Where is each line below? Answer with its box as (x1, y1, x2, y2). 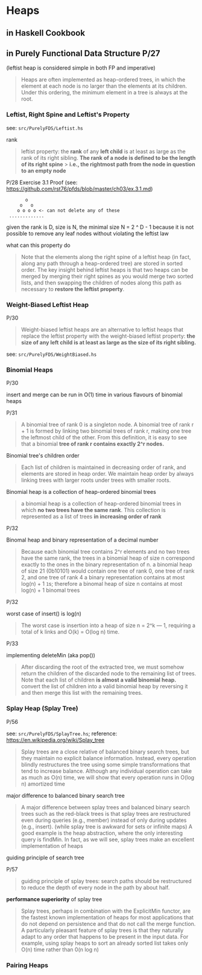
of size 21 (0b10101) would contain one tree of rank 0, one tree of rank (21, 567, 195, 575)
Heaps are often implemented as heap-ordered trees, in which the (21, 76, 186, 84)
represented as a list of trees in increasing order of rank (21, 513, 162, 520)
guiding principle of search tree (6, 854, 84, 861)
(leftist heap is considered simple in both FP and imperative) (6, 64, 156, 71)
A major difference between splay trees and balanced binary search (21, 803, 190, 811)
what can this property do (6, 241, 71, 249)
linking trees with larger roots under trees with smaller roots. (21, 476, 171, 484)
